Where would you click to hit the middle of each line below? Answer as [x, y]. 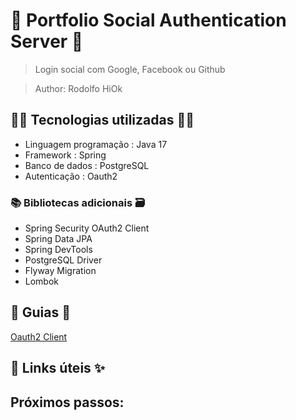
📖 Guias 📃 [40, 312]
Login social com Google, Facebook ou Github [130, 69]
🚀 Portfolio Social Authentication [148, 20]
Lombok [42, 281]
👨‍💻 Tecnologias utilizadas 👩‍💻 [102, 120]
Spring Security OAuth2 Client [87, 228]
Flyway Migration [60, 271]
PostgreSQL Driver [63, 260]
